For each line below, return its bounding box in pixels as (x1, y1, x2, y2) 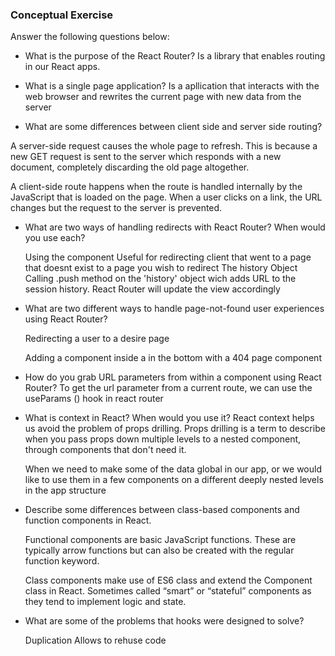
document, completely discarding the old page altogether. (10, 161, 250, 173)
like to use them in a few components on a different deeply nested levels (24, 474, 324, 486)
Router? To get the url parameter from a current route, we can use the (24, 382, 313, 394)
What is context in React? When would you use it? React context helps (24, 412, 315, 424)
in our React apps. (24, 61, 101, 73)
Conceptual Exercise (10, 8, 114, 22)
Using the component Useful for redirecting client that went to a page (24, 251, 312, 263)
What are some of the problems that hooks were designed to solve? (24, 615, 305, 627)
